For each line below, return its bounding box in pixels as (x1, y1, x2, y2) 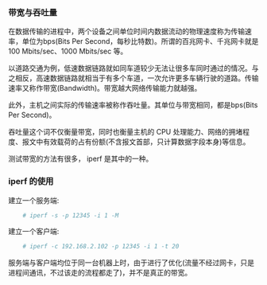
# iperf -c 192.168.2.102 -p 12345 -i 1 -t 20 (22, 243, 180, 251)
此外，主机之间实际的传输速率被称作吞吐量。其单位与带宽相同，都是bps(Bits (8, 100, 258, 110)
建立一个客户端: (8, 227, 60, 236)
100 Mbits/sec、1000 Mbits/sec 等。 (8, 46, 128, 57)
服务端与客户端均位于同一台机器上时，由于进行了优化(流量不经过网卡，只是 (8, 258, 255, 267)
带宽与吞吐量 (8, 6, 58, 18)
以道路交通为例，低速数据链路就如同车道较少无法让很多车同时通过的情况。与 (8, 64, 259, 73)
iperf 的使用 (8, 176, 54, 187)
